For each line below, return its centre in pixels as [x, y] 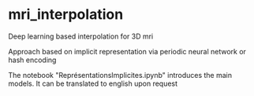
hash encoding [32, 60]
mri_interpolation [66, 15]
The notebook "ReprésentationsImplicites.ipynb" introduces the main [120, 75]
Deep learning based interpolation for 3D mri [81, 36]
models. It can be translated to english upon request [93, 83]
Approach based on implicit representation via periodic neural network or [127, 51]
